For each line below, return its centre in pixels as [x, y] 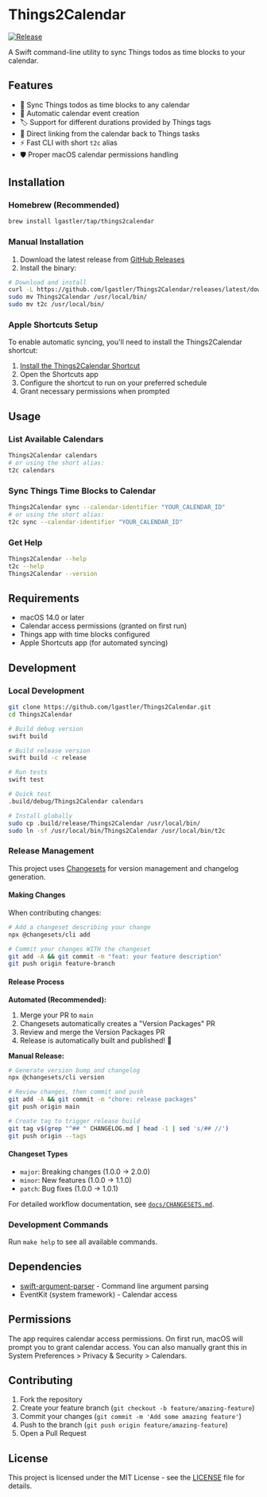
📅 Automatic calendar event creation [79, 113]
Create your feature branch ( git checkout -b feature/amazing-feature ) [137, 1408]
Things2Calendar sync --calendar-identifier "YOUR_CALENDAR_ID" [117, 507]
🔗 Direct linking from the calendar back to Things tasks [110, 134]
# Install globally [41, 816]
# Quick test [30, 794]
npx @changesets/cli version [56, 1078]
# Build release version [49, 750]
